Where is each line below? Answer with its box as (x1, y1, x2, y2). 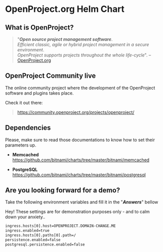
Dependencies (5, 124, 51, 132)
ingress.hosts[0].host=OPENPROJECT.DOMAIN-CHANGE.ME (5, 224, 116, 229)
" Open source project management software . (17, 36, 113, 42)
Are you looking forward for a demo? (5, 186, 120, 195)
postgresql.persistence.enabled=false (5, 242, 85, 247)
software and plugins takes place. (5, 90, 74, 96)
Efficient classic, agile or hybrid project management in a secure (17, 42, 149, 48)
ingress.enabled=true (5, 228, 50, 233)
